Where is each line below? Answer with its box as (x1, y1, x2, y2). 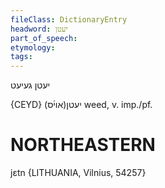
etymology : (10, 42, 56, 53)
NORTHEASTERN (10, 134, 156, 156)
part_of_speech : (10, 33, 78, 43)
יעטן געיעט (10, 79, 51, 91)
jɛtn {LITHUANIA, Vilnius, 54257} (10, 167, 147, 179)
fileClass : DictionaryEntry (10, 14, 128, 25)
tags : (10, 52, 33, 62)
